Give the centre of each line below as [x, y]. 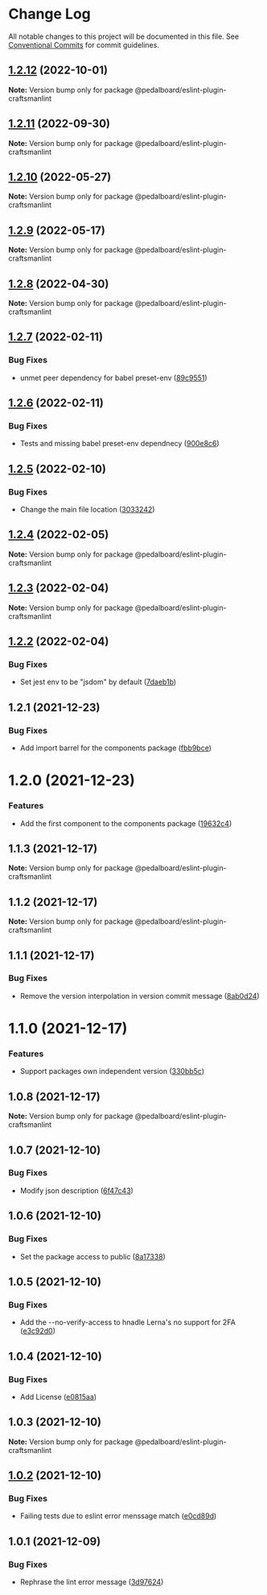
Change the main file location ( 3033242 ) [87, 510]
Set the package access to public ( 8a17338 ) [93, 1256]
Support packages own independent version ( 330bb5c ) [112, 1071]
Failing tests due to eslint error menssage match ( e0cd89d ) [118, 1516]
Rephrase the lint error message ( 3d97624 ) [92, 1582]
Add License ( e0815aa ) [58, 1397]
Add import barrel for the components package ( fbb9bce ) [115, 748]
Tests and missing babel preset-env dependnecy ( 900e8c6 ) [119, 444]
